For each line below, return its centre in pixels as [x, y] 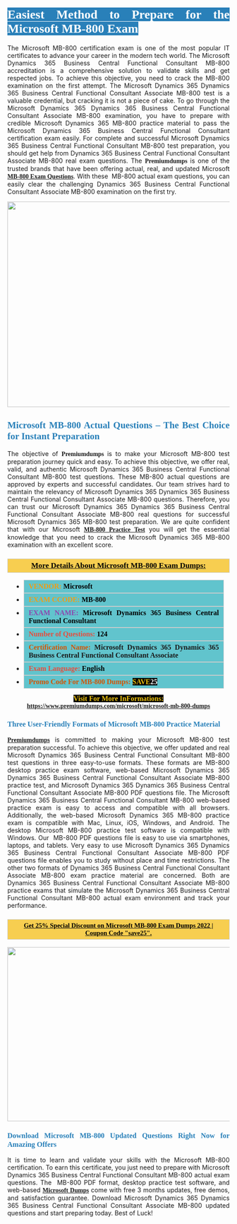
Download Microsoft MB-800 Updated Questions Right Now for [119, 1135]
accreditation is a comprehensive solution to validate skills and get [119, 70]
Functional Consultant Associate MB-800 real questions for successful [119, 514]
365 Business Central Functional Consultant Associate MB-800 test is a [119, 93]
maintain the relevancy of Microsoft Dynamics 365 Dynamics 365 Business [119, 491]
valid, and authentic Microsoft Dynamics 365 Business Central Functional [119, 469]
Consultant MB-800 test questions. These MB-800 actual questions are [119, 477]
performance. [27, 906]
